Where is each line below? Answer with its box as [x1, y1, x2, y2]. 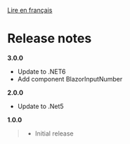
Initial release [34, 129, 74, 138]
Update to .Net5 [17, 102, 65, 110]
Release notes [7, 31, 92, 46]
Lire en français [7, 6, 53, 14]
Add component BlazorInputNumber [17, 74, 123, 83]
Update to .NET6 [17, 67, 66, 76]
